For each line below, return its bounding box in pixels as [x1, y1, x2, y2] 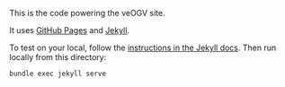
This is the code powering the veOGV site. [9, 8, 166, 18]
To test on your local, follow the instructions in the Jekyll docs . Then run [9, 42, 277, 53]
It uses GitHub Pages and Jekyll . [9, 25, 130, 35]
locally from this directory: [9, 52, 107, 62]
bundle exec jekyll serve [9, 69, 106, 78]
